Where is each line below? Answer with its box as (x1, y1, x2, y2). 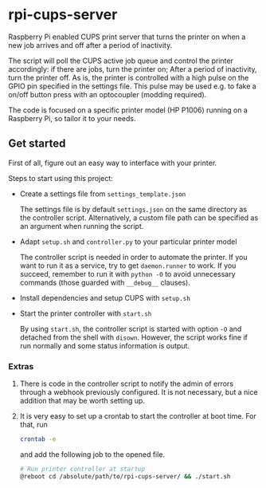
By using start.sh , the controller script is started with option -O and (19, 324, 242, 333)
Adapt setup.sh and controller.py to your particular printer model (19, 237, 237, 246)
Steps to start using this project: (8, 173, 113, 183)
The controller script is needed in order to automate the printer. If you (19, 252, 248, 262)
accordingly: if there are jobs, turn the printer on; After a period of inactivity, (8, 64, 257, 73)
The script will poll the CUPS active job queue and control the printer (8, 56, 233, 65)
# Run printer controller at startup (19, 465, 146, 473)
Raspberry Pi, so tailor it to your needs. (8, 113, 136, 123)
